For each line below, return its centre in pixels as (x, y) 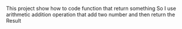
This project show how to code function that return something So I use (91, 8)
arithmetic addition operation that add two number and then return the (91, 14)
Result (14, 21)
